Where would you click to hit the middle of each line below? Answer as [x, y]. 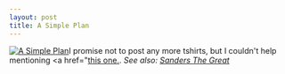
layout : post [33, 17]
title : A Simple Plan [49, 26]
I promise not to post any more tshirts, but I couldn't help [172, 50]
